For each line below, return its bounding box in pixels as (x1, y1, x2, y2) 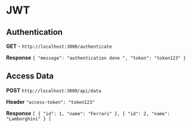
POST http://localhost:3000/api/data (6, 87, 102, 94)
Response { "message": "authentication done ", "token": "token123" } (6, 54, 186, 61)
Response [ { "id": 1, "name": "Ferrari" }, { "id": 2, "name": (6, 110, 170, 117)
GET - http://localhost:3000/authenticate (6, 42, 112, 50)
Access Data (6, 71, 54, 81)
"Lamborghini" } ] (6, 116, 51, 122)
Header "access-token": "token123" (6, 98, 96, 105)
